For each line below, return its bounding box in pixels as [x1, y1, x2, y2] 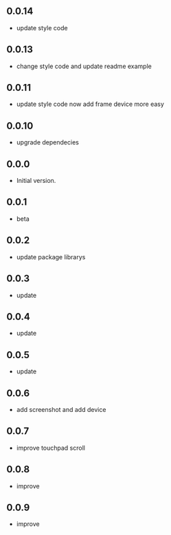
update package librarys [16, 252, 86, 261]
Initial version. [16, 177, 56, 185]
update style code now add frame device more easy [16, 100, 164, 109]
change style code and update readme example [16, 62, 152, 70]
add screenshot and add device [16, 405, 106, 413]
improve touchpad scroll [16, 444, 85, 452]
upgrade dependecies [16, 138, 80, 146]
